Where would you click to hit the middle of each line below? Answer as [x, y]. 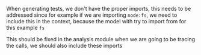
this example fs [26, 27]
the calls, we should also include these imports [64, 45]
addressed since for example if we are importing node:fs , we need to [92, 15]
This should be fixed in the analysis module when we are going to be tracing [101, 39]
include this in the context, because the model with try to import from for [96, 21]
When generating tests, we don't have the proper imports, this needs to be [99, 9]
